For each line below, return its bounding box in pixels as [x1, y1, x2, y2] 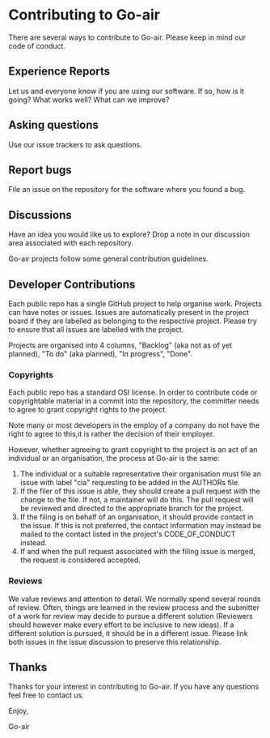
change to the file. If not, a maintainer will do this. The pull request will [19, 495, 254, 505]
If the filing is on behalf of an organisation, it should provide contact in [19, 512, 254, 522]
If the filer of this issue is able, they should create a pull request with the [19, 486, 260, 496]
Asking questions [8, 118, 99, 132]
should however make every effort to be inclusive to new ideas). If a [8, 620, 234, 629]
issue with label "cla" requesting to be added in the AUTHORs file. [19, 478, 240, 488]
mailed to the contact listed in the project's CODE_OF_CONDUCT [19, 529, 236, 540]
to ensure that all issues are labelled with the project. [8, 325, 184, 334]
